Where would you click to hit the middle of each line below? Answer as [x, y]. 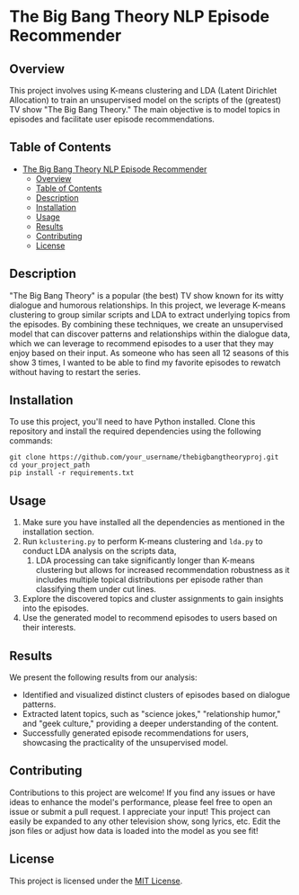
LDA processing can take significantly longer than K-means [145, 560]
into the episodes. [56, 608]
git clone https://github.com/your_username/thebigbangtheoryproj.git [144, 457]
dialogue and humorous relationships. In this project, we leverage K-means [147, 305]
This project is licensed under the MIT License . [96, 881]
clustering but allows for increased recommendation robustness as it [163, 570]
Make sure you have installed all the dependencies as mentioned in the [154, 523]
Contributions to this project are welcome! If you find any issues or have [142, 792]
